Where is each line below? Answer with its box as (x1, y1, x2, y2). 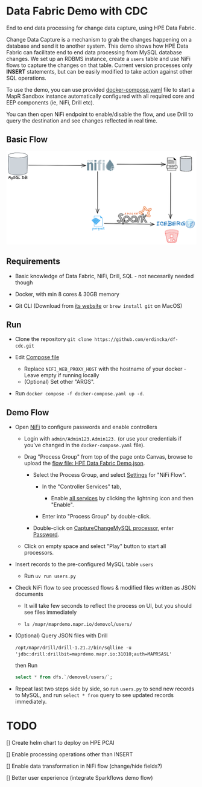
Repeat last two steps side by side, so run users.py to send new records (14, 685, 195, 692)
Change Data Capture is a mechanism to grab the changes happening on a (6, 36, 192, 43)
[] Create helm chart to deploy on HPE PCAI (6, 739, 115, 747)
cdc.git (14, 343, 34, 349)
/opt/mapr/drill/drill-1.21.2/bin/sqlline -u (14, 645, 131, 651)
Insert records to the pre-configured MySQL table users (14, 561, 154, 568)
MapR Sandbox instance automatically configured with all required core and (6, 92, 195, 100)
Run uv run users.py (24, 572, 77, 580)
